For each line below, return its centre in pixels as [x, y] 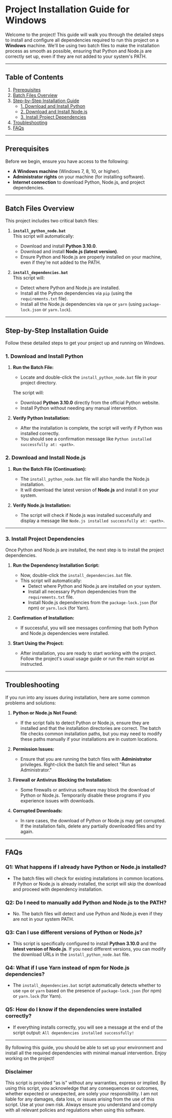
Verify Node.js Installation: [42, 505]
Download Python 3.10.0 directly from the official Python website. [90, 403]
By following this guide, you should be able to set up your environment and [84, 1047]
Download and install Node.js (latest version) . [69, 252]
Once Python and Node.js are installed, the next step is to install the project [85, 550]
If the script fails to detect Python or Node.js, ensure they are [85, 723]
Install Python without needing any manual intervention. [79, 408]
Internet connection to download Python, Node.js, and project [79, 182]
